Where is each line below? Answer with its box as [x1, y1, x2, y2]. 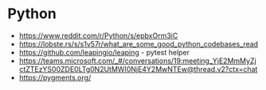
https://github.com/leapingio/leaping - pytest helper [18, 47, 190, 57]
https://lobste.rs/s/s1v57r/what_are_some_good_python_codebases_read [18, 39, 259, 48]
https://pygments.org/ [18, 73, 92, 82]
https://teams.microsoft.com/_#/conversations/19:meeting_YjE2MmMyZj [18, 56, 256, 66]
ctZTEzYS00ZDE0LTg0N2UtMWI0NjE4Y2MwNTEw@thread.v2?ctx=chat [18, 64, 258, 73]
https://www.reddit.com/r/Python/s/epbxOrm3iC [18, 31, 178, 40]
